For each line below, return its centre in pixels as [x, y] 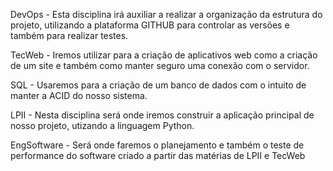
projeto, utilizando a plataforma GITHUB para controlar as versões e [150, 25]
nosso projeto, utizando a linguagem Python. [102, 125]
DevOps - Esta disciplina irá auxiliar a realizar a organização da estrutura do [166, 14]
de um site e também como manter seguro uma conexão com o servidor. [160, 65]
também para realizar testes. [69, 35]
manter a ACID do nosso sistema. [79, 95]
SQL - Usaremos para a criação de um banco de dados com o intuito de [158, 85]
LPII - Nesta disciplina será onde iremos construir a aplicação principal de [162, 115]
